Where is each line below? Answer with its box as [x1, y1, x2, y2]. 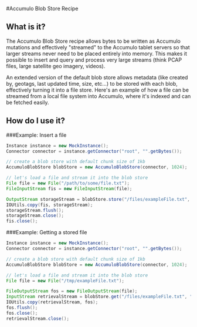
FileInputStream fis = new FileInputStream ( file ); [6, 186, 133, 191]
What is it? [6, 22, 46, 32]
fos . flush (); [6, 305, 38, 311]
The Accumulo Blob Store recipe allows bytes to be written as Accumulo [6, 38, 181, 45]
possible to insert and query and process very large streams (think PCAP [6, 56, 182, 63]
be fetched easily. [6, 99, 49, 106]
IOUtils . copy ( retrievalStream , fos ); [6, 299, 98, 305]
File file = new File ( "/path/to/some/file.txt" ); [6, 180, 130, 186]
